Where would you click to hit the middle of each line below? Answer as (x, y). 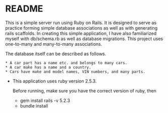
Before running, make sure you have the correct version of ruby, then (84, 90)
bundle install (34, 105)
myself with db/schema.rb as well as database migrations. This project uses (84, 39)
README (24, 9)
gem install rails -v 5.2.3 (45, 100)
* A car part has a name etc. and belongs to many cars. (66, 63)
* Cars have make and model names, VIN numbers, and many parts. (75, 72)
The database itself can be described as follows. (56, 54)
